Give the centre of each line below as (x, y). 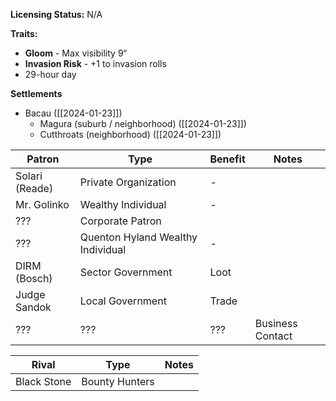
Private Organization (128, 182)
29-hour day (50, 74)
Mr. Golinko (42, 204)
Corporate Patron (120, 221)
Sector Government (126, 272)
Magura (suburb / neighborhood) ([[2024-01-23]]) (143, 123)
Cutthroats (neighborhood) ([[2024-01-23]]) (130, 134)
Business (276, 323)
